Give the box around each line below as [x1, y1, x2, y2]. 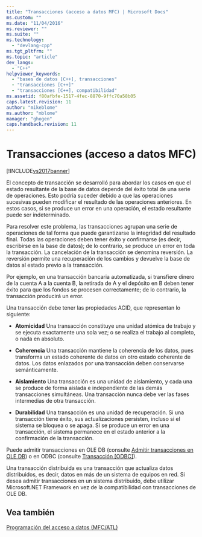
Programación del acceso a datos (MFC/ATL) [6, 524, 118, 531]
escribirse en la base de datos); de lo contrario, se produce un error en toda [6, 242, 195, 250]
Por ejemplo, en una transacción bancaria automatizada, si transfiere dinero [6, 273, 195, 281]
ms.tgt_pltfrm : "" [6, 48, 52, 54]
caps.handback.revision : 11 [6, 122, 77, 128]
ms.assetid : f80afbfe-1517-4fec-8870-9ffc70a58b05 [6, 93, 136, 99]
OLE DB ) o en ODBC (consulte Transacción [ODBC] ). [6, 453, 137, 460]
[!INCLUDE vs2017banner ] [6, 168, 71, 175]
